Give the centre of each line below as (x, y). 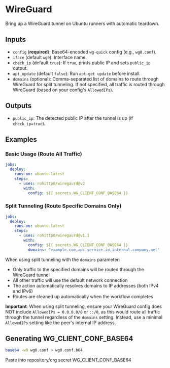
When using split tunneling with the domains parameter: (63, 259)
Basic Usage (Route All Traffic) (44, 154)
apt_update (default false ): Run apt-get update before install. (77, 73)
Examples (21, 139)
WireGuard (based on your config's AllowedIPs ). (63, 90)
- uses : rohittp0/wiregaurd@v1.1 (54, 235)
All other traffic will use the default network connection (70, 280)
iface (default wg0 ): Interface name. (50, 57)
